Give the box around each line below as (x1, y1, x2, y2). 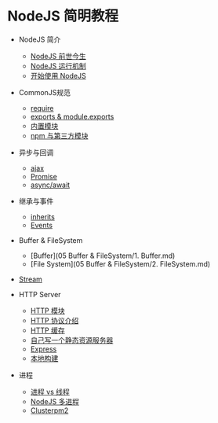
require (30, 103, 54, 112)
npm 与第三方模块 (30, 131, 89, 140)
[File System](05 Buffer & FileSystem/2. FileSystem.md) (30, 259, 211, 268)
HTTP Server (18, 289, 61, 299)
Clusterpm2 (30, 406, 69, 415)
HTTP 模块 (30, 306, 65, 315)
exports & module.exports (30, 112, 114, 121)
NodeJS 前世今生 (30, 51, 87, 61)
